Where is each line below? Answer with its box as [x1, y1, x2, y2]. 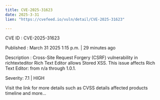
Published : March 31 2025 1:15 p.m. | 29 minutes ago [5, 45, 116, 51]
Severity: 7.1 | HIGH [5, 75, 45, 81]
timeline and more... [5, 90, 47, 96]
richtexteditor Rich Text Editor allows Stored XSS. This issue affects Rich [5, 60, 155, 66]
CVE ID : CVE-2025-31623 [5, 35, 60, 41]
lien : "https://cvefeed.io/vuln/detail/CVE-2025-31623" [5, 17, 125, 22]
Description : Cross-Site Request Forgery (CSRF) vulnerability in [5, 55, 138, 61]
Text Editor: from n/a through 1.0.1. [5, 65, 76, 71]
